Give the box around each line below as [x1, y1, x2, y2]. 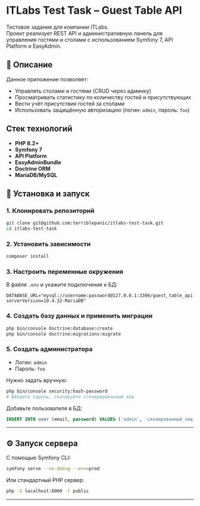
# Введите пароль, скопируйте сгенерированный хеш [6, 394, 135, 400]
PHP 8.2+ [14, 139, 39, 147]
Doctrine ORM [14, 165, 51, 172]
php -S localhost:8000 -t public [6, 488, 89, 494]
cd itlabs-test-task [6, 225, 58, 232]
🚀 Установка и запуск [6, 188, 90, 199]
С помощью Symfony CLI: [6, 454, 71, 461]
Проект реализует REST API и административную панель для [6, 29, 162, 36]
